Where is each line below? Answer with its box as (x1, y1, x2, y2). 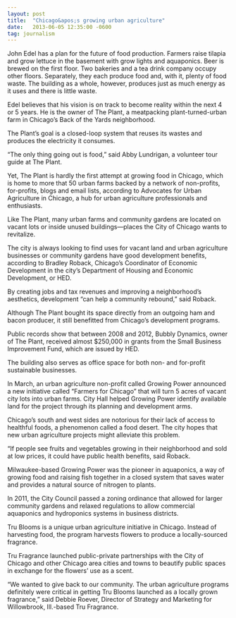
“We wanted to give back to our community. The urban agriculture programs (7, 580, 229, 589)
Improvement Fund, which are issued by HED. (7, 345, 139, 353)
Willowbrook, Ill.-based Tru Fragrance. (7, 602, 119, 611)
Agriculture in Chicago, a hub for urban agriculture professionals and (7, 194, 208, 202)
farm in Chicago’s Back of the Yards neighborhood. (7, 116, 156, 124)
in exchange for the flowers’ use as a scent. (7, 566, 134, 575)
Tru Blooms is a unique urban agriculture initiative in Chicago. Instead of (7, 523, 217, 531)
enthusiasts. (7, 202, 43, 210)
